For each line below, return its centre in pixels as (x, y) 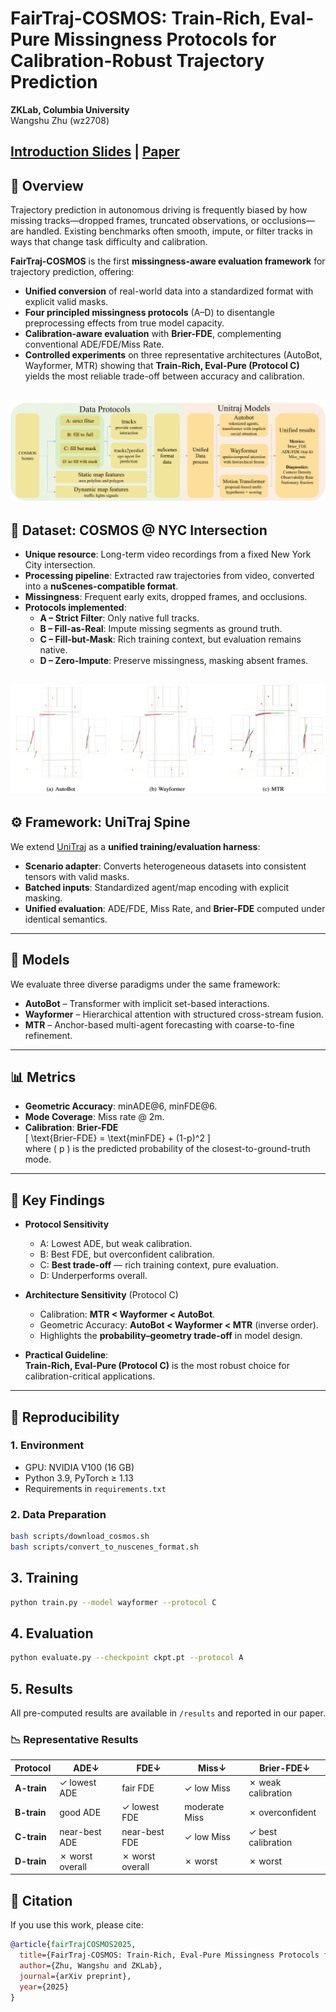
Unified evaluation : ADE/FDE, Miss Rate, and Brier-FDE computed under (175, 908)
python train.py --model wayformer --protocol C (113, 1602)
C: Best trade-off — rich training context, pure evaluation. (159, 1265)
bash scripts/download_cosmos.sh (80, 1537)
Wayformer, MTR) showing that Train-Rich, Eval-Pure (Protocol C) (162, 366)
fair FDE (138, 1788)
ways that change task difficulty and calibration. (109, 242)
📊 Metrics (43, 1077)
